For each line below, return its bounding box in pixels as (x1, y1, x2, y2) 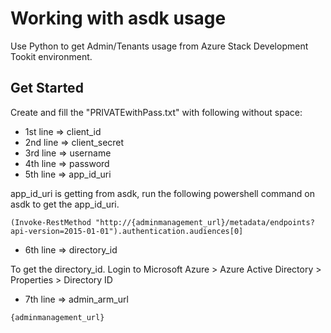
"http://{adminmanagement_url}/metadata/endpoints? (95, 217, 315, 227)
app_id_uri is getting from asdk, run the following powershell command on (10, 187, 315, 199)
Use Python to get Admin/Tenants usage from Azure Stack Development (10, 40, 309, 52)
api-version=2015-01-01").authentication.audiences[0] (10, 226, 244, 236)
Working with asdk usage (10, 7, 227, 30)
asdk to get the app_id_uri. (10, 198, 120, 210)
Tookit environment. (10, 50, 93, 62)
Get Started (10, 80, 84, 97)
